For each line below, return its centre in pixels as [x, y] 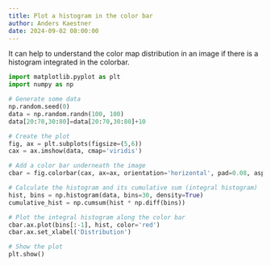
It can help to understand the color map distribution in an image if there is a [133, 54]
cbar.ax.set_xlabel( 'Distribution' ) [70, 232]
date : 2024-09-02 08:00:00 [54, 31]
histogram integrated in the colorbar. [69, 62]
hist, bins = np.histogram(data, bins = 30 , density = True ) [106, 195]
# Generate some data [45, 99]
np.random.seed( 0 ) [39, 106]
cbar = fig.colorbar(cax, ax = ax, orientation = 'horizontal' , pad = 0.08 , [129, 173]
